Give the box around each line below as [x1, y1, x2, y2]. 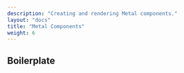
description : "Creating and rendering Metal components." [7, 10, 178, 17]
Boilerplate [7, 54, 55, 66]
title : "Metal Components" [7, 23, 85, 30]
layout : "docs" [7, 17, 51, 23]
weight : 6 [7, 29, 36, 36]
